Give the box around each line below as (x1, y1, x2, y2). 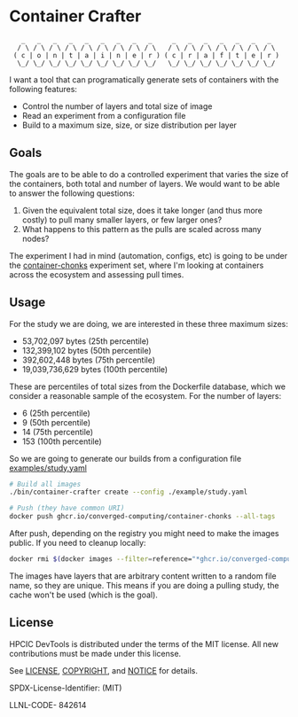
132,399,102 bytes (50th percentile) (21, 345, 153, 355)
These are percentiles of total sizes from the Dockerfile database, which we (9, 381, 286, 392)
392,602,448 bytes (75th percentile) (21, 355, 156, 365)
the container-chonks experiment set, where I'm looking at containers (9, 260, 264, 270)
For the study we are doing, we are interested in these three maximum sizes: (9, 318, 288, 329)
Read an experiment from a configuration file (21, 110, 186, 121)
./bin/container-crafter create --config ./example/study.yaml (9, 487, 248, 497)
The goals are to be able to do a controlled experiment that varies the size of (9, 168, 289, 179)
